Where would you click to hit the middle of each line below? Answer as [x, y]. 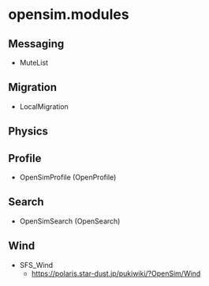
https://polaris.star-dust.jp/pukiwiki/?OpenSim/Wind [116, 273]
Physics [28, 132]
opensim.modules [69, 15]
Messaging [36, 44]
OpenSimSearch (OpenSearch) [70, 221]
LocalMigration [44, 106]
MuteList [34, 62]
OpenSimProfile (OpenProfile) [68, 177]
